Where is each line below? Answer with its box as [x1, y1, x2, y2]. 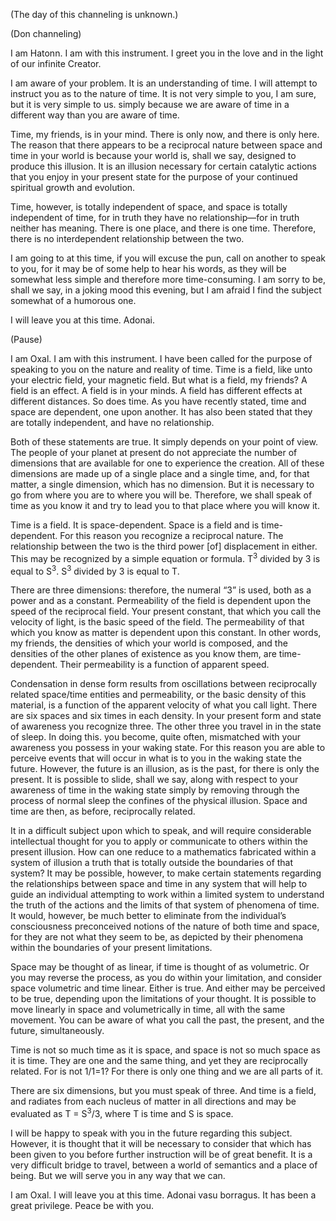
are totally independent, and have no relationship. [10, 417, 215, 428]
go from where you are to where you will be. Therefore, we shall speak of [10, 489, 313, 501]
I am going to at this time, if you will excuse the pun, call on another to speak [10, 252, 326, 264]
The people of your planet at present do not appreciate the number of [10, 447, 298, 458]
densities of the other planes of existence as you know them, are [10, 648, 277, 660]
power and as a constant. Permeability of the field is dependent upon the [10, 595, 312, 607]
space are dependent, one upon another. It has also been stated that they [10, 406, 313, 418]
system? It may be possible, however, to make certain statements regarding [10, 867, 322, 879]
